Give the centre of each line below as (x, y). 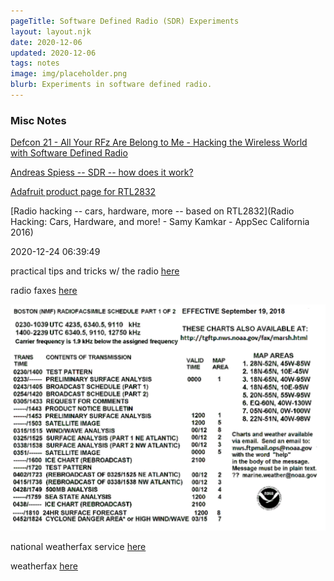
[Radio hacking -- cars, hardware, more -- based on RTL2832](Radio (152, 211)
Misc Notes (38, 120)
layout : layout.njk (51, 31)
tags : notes (35, 63)
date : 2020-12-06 (46, 42)
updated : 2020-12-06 (53, 53)
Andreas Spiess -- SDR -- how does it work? (102, 172)
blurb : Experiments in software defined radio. (111, 85)
